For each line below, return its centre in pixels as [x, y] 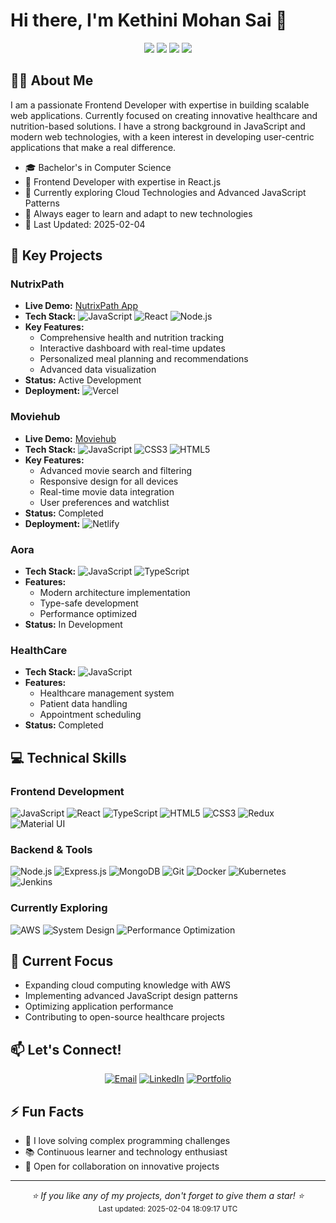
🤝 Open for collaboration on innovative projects [122, 1166]
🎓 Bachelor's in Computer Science [98, 167]
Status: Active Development [83, 380]
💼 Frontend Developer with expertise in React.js [123, 181]
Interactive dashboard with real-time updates [132, 348]
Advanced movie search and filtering [116, 470]
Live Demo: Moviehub [70, 438]
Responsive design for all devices [109, 481]
